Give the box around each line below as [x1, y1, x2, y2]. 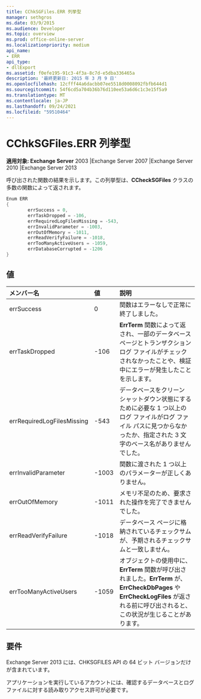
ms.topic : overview [6, 31, 55, 37]
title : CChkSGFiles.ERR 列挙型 [6, 8, 82, 15]
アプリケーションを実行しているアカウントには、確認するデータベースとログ [6, 679, 194, 686]
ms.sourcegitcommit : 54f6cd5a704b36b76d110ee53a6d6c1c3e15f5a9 [6, 87, 167, 93]
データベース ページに [119, 518, 181, 527]
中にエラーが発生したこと [119, 366, 191, 374]
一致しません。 [131, 545, 173, 554]
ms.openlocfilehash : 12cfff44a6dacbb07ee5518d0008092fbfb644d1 [6, 81, 167, 87]
